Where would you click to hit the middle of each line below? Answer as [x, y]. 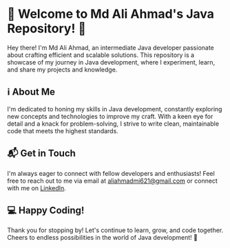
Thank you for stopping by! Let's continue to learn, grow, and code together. [115, 230]
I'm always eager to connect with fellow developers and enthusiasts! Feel [111, 173]
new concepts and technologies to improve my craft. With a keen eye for [110, 116]
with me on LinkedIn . [37, 188]
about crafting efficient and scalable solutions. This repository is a [101, 55]
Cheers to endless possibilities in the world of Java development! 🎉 [103, 238]
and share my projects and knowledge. [62, 69]
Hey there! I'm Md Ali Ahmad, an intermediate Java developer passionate [111, 47]
